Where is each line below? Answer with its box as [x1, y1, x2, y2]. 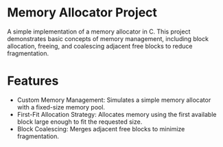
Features [7, 73, 59, 89]
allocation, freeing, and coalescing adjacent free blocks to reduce [7, 42, 193, 50]
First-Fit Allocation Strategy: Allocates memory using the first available [16, 110, 217, 118]
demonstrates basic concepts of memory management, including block [7, 34, 209, 42]
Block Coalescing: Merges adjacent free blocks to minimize [16, 124, 185, 133]
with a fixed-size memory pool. [16, 103, 105, 111]
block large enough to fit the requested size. [16, 118, 143, 126]
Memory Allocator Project [7, 5, 158, 21]
